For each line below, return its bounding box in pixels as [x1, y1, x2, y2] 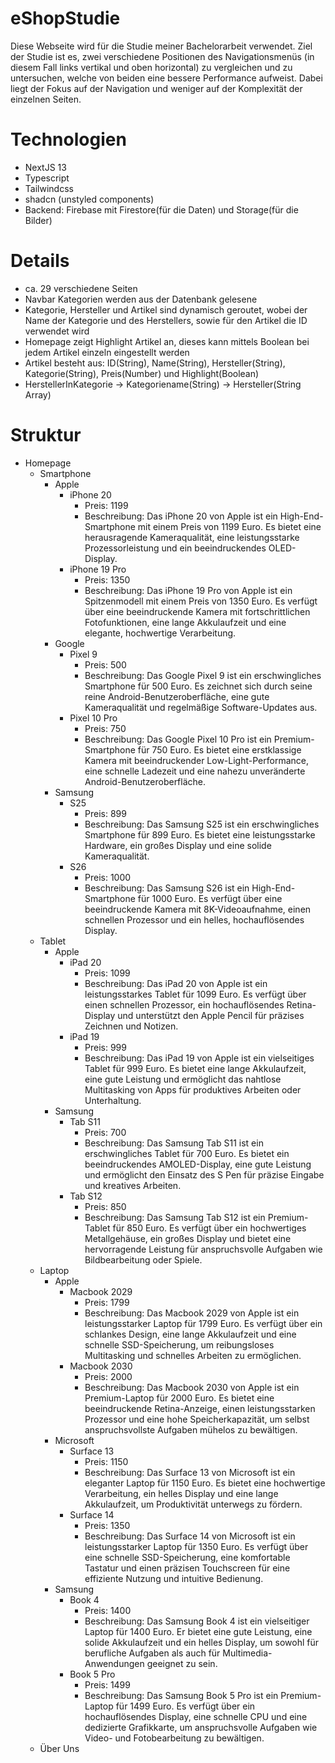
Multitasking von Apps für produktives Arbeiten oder [84, 1083, 302, 1096]
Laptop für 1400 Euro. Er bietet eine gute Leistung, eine [84, 1625, 313, 1637]
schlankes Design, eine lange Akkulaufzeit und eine [84, 1328, 297, 1340]
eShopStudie [10, 7, 121, 30]
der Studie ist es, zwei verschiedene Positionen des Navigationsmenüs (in [10, 50, 315, 62]
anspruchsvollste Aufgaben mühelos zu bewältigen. [84, 1423, 298, 1436]
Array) [24, 388, 52, 401]
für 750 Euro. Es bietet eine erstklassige [137, 743, 302, 756]
